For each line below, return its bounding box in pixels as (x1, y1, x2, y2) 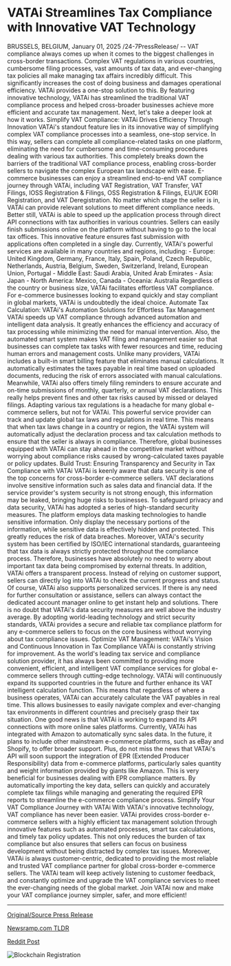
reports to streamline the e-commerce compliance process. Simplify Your (7, 795, 215, 804)
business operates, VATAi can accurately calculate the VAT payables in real (7, 693, 220, 702)
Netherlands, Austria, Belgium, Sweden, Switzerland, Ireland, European (7, 262, 208, 270)
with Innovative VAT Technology (7, 19, 196, 35)
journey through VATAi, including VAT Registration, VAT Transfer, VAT (7, 181, 203, 189)
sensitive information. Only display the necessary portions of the (7, 518, 190, 526)
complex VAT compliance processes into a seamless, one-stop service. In (7, 129, 217, 138)
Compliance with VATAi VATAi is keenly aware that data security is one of (7, 466, 214, 474)
